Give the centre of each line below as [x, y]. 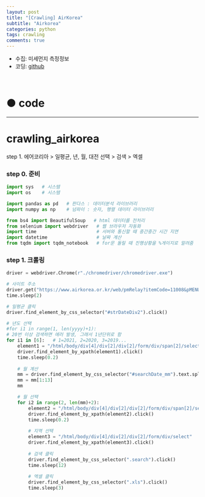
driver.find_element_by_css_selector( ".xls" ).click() [98, 482]
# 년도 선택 [19, 323]
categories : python [31, 29]
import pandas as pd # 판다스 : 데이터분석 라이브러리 [72, 204]
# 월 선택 [28, 397]
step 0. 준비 [23, 174]
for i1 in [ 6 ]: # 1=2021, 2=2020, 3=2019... [67, 340]
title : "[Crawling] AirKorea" [45, 18]
